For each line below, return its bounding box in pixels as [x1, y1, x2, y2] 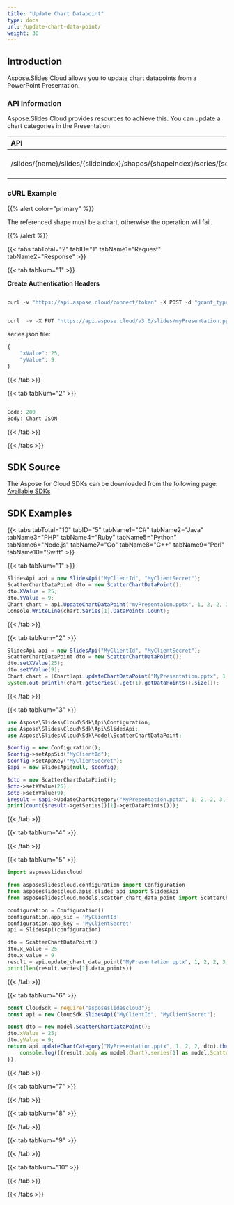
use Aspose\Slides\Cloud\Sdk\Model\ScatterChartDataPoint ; [7, 732, 182, 739]
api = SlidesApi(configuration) [7, 926, 101, 933]
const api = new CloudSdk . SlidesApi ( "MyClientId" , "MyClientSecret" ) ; [7, 1011, 217, 1018]
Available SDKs [7, 487, 51, 495]
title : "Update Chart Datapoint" [7, 10, 104, 17]
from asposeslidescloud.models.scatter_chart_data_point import [7, 894, 198, 901]
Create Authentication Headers [7, 279, 100, 288]
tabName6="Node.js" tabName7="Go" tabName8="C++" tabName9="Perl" [7, 541, 225, 549]
